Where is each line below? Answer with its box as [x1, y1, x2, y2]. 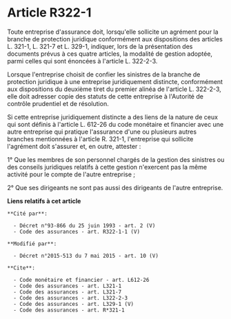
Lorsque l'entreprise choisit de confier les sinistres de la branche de [7, 70, 201, 79]
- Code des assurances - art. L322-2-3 [13, 294, 128, 301]
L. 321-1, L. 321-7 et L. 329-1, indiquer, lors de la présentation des [7, 42, 193, 50]
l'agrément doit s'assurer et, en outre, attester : [7, 142, 141, 150]
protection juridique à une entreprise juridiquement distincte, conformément [7, 77, 223, 85]
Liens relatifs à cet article [7, 196, 81, 205]
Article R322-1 [7, 5, 92, 21]
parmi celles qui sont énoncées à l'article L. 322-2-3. [7, 56, 158, 65]
